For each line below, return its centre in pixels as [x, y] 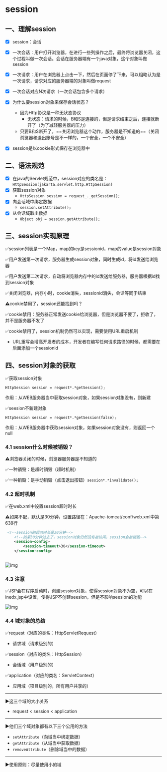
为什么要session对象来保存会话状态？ [51, 102]
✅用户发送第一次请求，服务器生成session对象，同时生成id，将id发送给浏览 [82, 259]
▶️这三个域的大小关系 [27, 701]
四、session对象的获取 [41, 365]
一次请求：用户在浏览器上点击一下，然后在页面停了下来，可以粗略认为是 [86, 75]
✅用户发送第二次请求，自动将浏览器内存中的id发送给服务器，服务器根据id [80, 276]
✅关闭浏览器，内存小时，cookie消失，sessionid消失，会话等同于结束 [76, 293]
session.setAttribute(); [45, 208]
